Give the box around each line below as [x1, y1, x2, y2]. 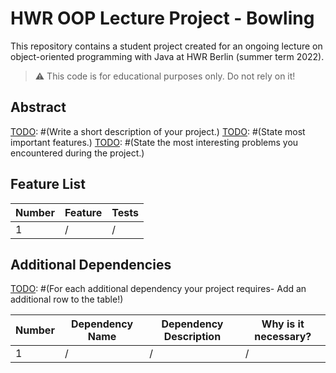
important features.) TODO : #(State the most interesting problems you [10, 136, 299, 148]
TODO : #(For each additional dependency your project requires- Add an [10, 283, 307, 295]
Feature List [10, 176, 86, 193]
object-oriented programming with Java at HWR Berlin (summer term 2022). [10, 50, 325, 62]
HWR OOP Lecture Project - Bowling [10, 7, 315, 30]
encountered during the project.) [10, 147, 145, 159]
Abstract [10, 99, 67, 116]
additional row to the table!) [10, 293, 124, 306]
